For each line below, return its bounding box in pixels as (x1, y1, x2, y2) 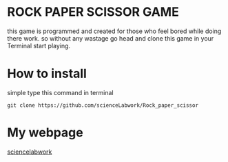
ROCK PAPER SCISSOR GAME (7, 4, 179, 20)
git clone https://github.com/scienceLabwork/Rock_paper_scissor (7, 101, 198, 109)
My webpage (7, 125, 84, 141)
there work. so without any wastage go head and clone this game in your (7, 34, 214, 42)
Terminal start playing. (7, 41, 71, 50)
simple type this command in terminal (7, 88, 114, 97)
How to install (7, 66, 87, 81)
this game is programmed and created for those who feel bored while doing (7, 27, 222, 35)
